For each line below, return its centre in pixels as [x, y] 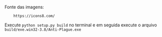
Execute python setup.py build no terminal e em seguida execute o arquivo [81, 25]
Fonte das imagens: [24, 7]
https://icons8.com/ [34, 16]
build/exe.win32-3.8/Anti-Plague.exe [43, 30]
